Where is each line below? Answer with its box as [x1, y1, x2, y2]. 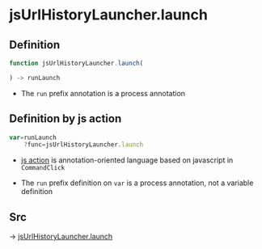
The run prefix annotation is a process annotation [20, 88, 185, 98]
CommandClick [20, 164, 65, 172]
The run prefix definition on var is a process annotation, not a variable [20, 178, 254, 188]
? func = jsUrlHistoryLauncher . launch [23, 141, 144, 149]
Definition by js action [9, 112, 122, 126]
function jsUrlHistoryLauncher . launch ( [9, 59, 144, 67]
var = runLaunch [9, 133, 57, 141]
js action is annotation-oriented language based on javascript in [20, 155, 234, 165]
